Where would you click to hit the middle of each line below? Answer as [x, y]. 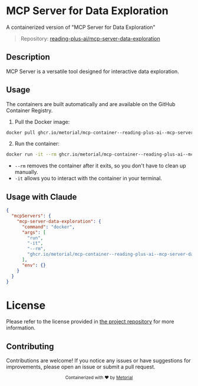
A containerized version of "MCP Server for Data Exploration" [81, 27]
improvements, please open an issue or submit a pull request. [81, 367]
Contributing [30, 346]
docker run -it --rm [32, 154]
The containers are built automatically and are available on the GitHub [91, 104]
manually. [26, 172]
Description [28, 57]
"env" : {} [34, 265]
